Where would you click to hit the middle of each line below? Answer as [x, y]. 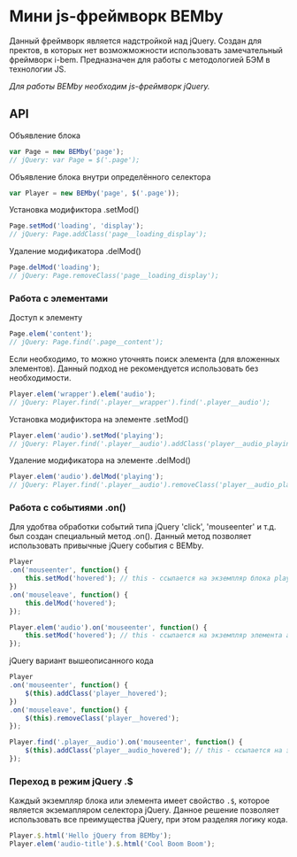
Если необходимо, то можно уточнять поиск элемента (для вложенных [145, 359]
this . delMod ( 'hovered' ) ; [71, 603]
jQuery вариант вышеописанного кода [81, 660]
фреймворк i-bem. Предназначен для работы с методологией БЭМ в [140, 59]
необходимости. [40, 377]
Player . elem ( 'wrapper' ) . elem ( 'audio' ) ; [83, 394]
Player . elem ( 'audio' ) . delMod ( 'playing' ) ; [87, 477]
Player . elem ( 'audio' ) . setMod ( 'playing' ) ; [87, 436]
